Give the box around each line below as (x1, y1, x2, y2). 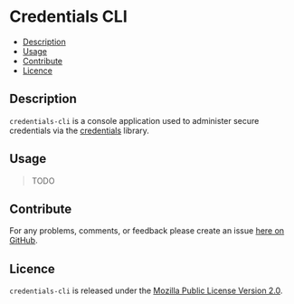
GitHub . (9, 235, 38, 246)
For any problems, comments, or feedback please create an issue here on (9, 225, 285, 236)
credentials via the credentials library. (9, 125, 149, 136)
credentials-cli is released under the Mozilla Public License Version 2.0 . (9, 285, 283, 296)
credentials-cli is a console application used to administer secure (9, 115, 260, 126)
